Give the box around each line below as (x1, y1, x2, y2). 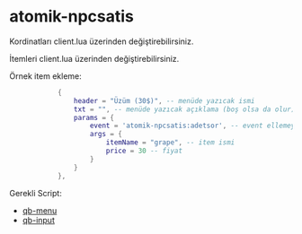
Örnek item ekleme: (9, 70, 83, 82)
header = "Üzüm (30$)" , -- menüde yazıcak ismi (73, 96, 255, 105)
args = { (89, 130, 123, 139)
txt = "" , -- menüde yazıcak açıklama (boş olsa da (73, 105, 271, 114)
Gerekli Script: (9, 187, 63, 198)
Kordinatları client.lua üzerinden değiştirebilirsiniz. (9, 36, 194, 47)
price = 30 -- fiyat (105, 146, 182, 156)
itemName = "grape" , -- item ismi (105, 138, 235, 147)
